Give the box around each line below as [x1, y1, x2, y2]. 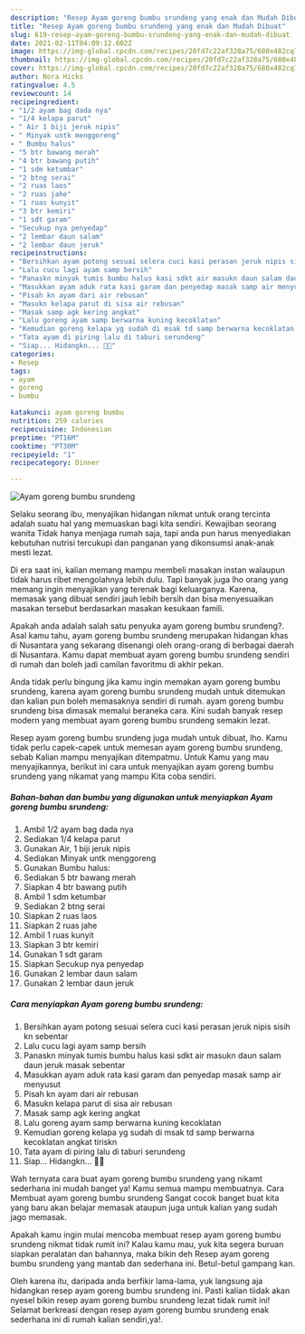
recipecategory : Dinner [10, 459, 100, 468]
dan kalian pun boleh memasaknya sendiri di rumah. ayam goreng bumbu [10, 695, 284, 706]
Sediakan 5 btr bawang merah [23, 872, 137, 883]
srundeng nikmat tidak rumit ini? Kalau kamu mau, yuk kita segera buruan [10, 1239, 284, 1250]
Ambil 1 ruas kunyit [23, 930, 94, 941]
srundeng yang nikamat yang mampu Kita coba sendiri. [10, 771, 216, 782]
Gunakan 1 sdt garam [23, 949, 103, 960]
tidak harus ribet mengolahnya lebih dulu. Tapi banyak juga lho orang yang [10, 574, 289, 585]
